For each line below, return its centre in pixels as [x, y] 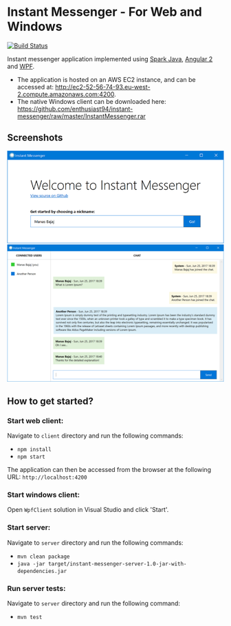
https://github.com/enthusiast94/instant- [75, 109]
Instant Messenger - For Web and [105, 12]
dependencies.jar [42, 571]
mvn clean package [43, 557]
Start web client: [35, 420]
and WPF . [21, 66]
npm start [31, 457]
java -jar [31, 564]
